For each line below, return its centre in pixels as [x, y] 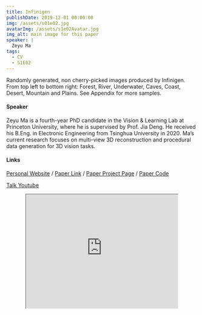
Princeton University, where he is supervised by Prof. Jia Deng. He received [101, 127]
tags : [13, 52]
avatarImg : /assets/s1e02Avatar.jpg [52, 29]
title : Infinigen [28, 12]
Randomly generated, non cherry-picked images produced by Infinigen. [96, 80]
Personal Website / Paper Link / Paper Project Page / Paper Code [88, 173]
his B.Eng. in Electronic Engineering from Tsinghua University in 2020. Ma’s [100, 133]
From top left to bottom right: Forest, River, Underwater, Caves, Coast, [93, 86]
